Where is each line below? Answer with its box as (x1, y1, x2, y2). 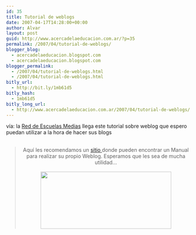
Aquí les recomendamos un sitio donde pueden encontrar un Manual (23, 147, 189, 154)
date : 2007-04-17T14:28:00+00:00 (6, 19, 88, 25)
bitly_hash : (6, 90, 35, 96)
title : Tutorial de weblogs (6, 14, 75, 20)
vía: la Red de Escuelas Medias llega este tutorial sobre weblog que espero (6, 122, 187, 130)
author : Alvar (6, 25, 41, 31)
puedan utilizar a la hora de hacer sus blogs (6, 129, 112, 136)
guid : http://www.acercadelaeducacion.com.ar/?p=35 (6, 36, 135, 42)
